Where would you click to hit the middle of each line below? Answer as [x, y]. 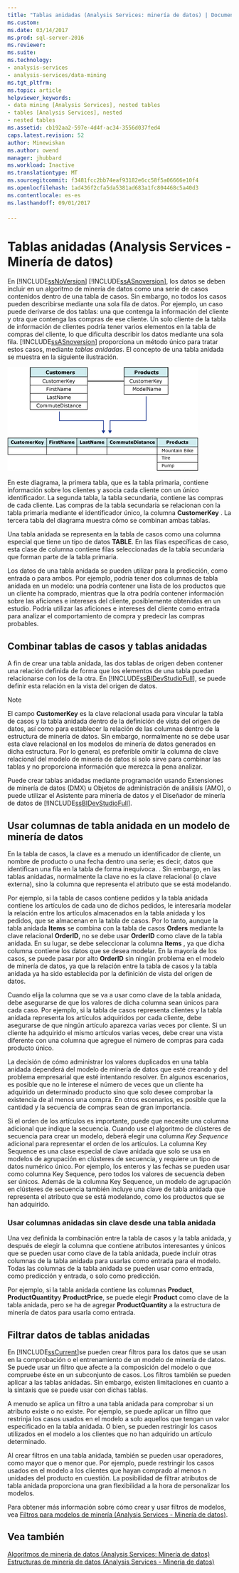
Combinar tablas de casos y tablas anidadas [107, 646]
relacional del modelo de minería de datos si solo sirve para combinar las [114, 759]
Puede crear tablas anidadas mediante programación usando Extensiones [116, 781]
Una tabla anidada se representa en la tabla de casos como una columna [114, 534]
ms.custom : [23, 22]
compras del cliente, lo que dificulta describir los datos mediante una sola [116, 334]
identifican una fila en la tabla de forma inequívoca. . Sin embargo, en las [114, 868]
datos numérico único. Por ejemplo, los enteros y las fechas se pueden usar [118, 1166]
